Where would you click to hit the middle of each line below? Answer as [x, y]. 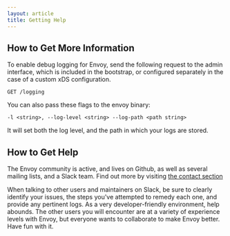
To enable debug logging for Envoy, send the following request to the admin [115, 65]
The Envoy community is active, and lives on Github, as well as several [107, 169]
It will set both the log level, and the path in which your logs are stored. [108, 130]
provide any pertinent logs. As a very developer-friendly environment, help [113, 204]
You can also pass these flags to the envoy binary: [79, 105]
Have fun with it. [30, 226]
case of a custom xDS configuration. [59, 80]
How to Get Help [43, 152]
